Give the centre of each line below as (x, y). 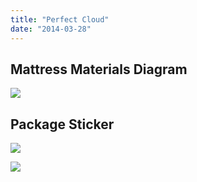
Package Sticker (62, 124)
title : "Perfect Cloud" (60, 19)
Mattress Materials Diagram (99, 69)
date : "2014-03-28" (51, 29)
